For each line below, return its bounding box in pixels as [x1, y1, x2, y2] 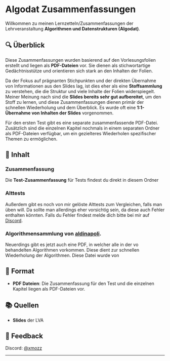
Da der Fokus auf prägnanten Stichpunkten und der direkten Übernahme [5, 77, 156, 84]
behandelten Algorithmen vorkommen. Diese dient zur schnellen [5, 247, 140, 253]
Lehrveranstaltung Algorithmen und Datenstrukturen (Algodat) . [5, 25, 140, 31]
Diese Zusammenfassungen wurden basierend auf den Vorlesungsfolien [5, 57, 156, 63]
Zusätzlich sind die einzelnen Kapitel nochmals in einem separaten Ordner [5, 125, 160, 131]
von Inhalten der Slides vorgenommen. [31, 110, 114, 116]
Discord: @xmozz [5, 345, 42, 351]
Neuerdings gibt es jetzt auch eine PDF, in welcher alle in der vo [5, 242, 139, 248]
